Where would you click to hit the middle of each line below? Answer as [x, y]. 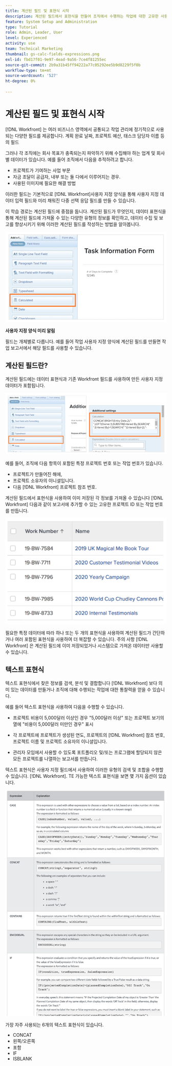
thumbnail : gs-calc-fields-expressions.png [52, 54]
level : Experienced [26, 38]
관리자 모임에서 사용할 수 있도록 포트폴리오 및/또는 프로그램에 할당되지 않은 [87, 752]
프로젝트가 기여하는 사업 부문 [41, 170]
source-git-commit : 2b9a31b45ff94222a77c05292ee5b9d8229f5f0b [73, 65]
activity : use [20, 44]
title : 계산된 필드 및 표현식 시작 [37, 11]
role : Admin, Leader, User [34, 33]
